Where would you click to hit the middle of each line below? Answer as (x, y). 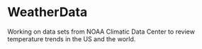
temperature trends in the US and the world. (72, 38)
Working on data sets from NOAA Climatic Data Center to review (101, 31)
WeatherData (47, 12)
